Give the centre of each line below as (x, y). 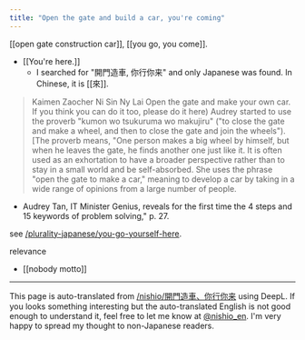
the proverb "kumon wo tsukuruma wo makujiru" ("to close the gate (158, 121)
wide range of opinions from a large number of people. (134, 188)
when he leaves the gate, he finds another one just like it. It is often (157, 150)
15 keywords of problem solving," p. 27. (96, 215)
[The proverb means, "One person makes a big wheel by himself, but (160, 140)
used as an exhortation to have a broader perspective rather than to (158, 159)
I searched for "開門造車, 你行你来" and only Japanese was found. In (164, 72)
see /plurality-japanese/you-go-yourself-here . (96, 234)
